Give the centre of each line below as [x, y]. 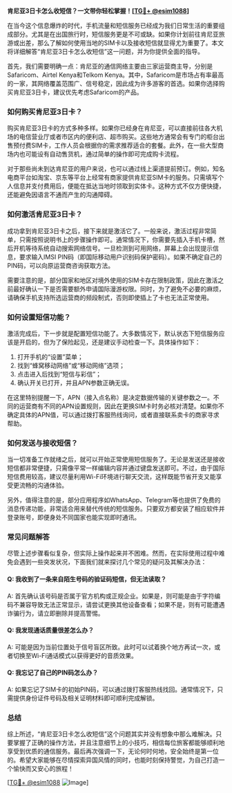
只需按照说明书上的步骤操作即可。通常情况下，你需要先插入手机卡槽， [119, 239]
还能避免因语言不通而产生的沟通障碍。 [61, 195]
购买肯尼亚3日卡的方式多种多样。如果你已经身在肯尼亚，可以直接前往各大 [112, 128]
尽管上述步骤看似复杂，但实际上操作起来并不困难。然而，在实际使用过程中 [113, 554]
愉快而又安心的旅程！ [43, 769]
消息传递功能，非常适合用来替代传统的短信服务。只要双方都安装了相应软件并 [116, 509]
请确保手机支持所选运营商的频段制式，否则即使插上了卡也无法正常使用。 [110, 298]
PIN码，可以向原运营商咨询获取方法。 [61, 265]
